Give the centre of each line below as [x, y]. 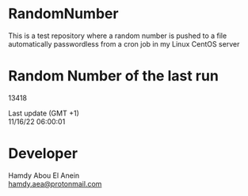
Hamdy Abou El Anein [44, 175]
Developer [43, 154]
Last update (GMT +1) [44, 113]
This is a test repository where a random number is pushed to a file [118, 36]
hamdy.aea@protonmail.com [55, 183]
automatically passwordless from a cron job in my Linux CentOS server [124, 43]
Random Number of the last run [114, 76]
